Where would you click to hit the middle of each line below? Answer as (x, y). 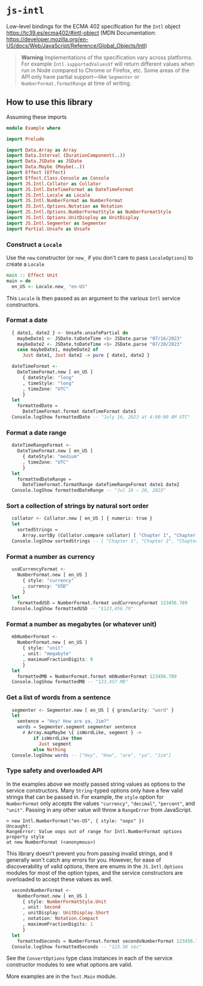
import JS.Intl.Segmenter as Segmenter (56, 223)
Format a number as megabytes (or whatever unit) (82, 624)
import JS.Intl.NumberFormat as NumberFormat (64, 201)
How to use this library (50, 102)
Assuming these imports (37, 116)
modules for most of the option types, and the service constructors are (95, 873)
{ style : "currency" (48, 580)
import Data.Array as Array (42, 150)
